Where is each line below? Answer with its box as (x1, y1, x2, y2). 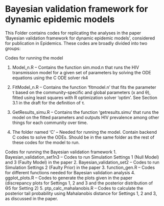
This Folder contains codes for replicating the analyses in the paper (5, 30, 141, 36)
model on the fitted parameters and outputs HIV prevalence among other (12, 114, 160, 120)
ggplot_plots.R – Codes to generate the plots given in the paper (5, 175, 133, 181)
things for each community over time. (12, 120, 88, 125)
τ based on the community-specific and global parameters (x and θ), (12, 89, 151, 95)
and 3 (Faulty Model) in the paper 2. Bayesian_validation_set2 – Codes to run (5, 159, 160, 165)
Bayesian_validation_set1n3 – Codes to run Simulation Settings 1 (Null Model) (5, 154, 159, 160)
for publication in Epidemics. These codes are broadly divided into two (5, 40, 148, 46)
